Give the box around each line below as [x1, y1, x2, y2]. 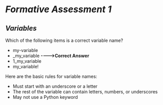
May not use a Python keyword [12, 94, 78, 100]
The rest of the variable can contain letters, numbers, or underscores [12, 89, 158, 95]
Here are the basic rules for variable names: [5, 73, 98, 80]
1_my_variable [12, 58, 42, 64]
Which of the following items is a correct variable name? [5, 37, 123, 43]
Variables [5, 24, 37, 33]
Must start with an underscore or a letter [12, 83, 98, 89]
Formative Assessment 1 [5, 4, 112, 15]
